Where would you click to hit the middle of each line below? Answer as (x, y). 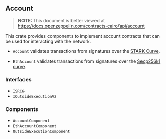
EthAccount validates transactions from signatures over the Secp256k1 (87, 61)
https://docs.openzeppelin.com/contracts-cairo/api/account (81, 26)
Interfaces (18, 79)
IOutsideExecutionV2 (34, 97)
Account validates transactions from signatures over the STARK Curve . (86, 51)
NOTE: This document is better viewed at (61, 20)
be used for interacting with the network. (48, 41)
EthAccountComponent (34, 126)
